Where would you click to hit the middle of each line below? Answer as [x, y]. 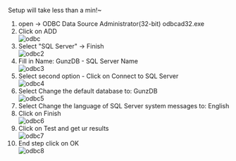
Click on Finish [40, 113]
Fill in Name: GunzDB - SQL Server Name [78, 61]
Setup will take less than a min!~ [55, 10]
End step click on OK [49, 143]
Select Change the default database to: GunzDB [88, 91]
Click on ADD [37, 31]
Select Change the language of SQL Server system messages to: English [124, 106]
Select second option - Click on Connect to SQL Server [98, 76]
